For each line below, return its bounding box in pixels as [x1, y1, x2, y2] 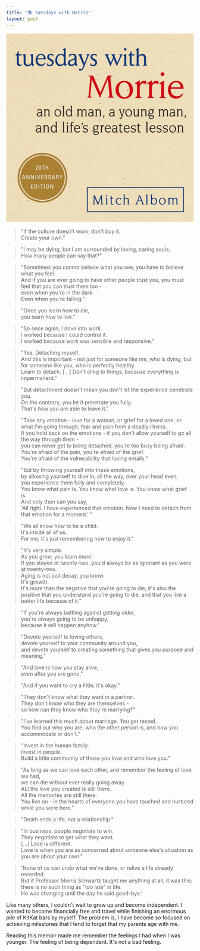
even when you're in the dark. [20, 289, 94, 296]
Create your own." [20, 234, 65, 241]
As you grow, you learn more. [20, 553, 93, 560]
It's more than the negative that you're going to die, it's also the [20, 584, 177, 591]
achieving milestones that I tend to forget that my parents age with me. [6, 920, 180, 927]
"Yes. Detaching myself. [20, 349, 80, 356]
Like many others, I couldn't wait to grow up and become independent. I [6, 901, 183, 908]
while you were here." [20, 804, 74, 811]
